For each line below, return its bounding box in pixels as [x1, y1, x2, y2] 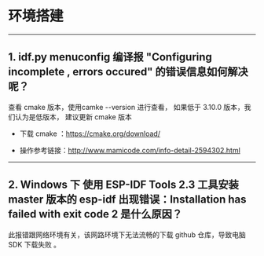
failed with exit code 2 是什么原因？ [8, 207, 183, 221]
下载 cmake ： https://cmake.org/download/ [19, 129, 161, 138]
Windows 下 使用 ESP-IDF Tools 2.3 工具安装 [20, 178, 240, 192]
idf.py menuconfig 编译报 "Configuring [18, 50, 212, 64]
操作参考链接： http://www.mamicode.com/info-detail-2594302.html [19, 145, 241, 155]
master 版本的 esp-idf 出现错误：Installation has [8, 193, 247, 207]
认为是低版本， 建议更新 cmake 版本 [14, 112, 132, 122]
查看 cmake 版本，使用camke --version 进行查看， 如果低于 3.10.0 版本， [8, 102, 245, 112]
